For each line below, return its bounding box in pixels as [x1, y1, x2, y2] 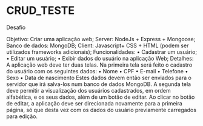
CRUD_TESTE [6, 4, 75, 18]
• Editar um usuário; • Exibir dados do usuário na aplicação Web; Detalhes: [6, 55, 194, 62]
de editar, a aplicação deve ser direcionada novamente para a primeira [6, 99, 183, 107]
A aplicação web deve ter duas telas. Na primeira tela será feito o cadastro [6, 61, 193, 68]
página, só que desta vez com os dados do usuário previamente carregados [6, 106, 197, 113]
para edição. [6, 113, 38, 120]
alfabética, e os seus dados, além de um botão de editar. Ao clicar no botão [6, 93, 195, 101]
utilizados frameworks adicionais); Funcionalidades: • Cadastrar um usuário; [6, 48, 198, 55]
